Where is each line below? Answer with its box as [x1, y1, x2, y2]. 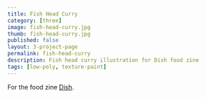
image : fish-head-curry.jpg [7, 23, 91, 31]
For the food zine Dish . [7, 82, 75, 91]
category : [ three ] [7, 17, 62, 24]
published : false [7, 37, 59, 44]
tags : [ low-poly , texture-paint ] [7, 63, 107, 70]
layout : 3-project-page [7, 43, 78, 50]
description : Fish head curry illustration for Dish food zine [7, 57, 200, 64]
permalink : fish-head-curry [7, 50, 91, 58]
